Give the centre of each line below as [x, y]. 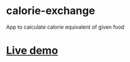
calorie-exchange [51, 11]
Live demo [32, 51]
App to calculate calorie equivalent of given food [65, 27]
